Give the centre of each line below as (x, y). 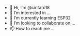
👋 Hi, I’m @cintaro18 (30, 8)
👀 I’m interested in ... (30, 13)
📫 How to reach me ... (32, 28)
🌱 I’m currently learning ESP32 (40, 18)
